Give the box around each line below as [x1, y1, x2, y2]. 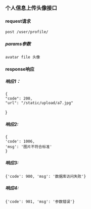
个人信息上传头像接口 [5, 4, 57, 11]
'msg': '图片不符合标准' [5, 144, 52, 149]
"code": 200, [5, 96, 33, 101]
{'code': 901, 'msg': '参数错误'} [5, 199, 75, 204]
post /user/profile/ [5, 29, 49, 35]
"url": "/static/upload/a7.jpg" [5, 100, 73, 106]
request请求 [5, 18, 31, 24]
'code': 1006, [5, 139, 35, 144]
